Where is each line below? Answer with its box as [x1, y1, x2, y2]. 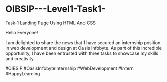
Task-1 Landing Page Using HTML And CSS [5, 20, 96, 26]
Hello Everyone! [5, 29, 38, 35]
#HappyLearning [5, 70, 40, 76]
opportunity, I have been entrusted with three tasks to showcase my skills [5, 50, 159, 56]
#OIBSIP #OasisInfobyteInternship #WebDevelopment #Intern [5, 65, 134, 71]
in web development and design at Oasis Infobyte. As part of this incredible [5, 45, 162, 51]
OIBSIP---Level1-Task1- [5, 3, 106, 15]
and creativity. [5, 55, 35, 61]
